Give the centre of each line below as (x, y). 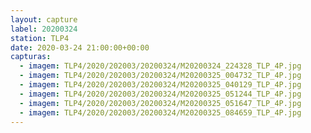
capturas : (31, 57)
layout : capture (44, 19)
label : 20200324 (44, 29)
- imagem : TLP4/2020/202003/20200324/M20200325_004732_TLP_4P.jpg (160, 76)
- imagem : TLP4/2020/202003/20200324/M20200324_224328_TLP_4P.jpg (160, 66)
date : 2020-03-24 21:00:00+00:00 (80, 47)
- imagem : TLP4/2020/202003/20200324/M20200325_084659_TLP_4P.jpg (160, 112)
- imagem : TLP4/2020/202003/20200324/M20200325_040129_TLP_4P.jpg (160, 85)
